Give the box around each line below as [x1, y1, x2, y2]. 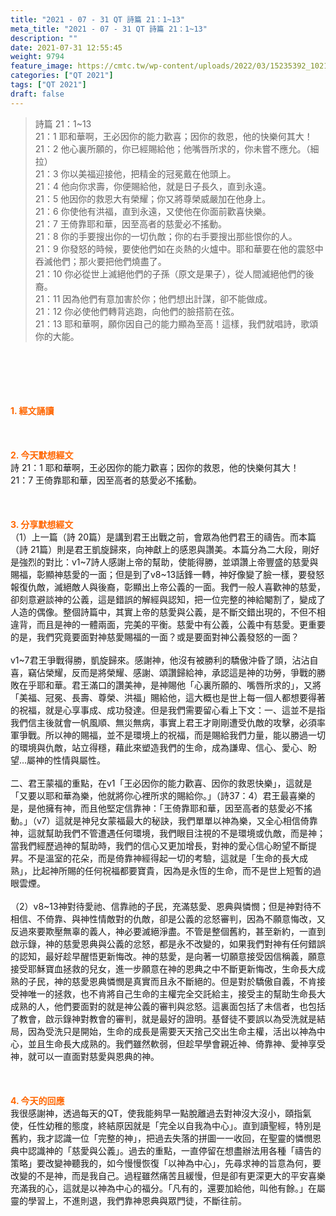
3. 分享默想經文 [10, 518, 74, 530]
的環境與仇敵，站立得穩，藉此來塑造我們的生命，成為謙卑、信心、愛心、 [10, 741, 308, 753]
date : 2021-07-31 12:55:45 [10, 42, 123, 53]
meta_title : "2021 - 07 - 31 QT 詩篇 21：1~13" [10, 24, 208, 34]
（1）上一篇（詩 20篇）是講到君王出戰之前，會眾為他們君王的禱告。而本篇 [10, 531, 317, 543]
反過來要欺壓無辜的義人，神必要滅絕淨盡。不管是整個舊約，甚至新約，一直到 [10, 925, 326, 937]
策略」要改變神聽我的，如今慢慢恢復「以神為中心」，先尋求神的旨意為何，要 [10, 1157, 322, 1169]
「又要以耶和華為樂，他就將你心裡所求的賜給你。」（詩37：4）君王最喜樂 [10, 789, 307, 801]
